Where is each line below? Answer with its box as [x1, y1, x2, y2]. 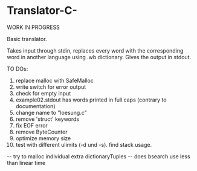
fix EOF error [15, 121, 48, 129]
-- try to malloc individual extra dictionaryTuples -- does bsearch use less [7, 152, 190, 160]
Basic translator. [7, 35, 47, 42]
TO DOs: [7, 65, 28, 73]
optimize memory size [15, 134, 71, 142]
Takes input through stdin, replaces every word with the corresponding [7, 47, 184, 54]
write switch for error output [15, 83, 86, 91]
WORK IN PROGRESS [7, 24, 60, 31]
